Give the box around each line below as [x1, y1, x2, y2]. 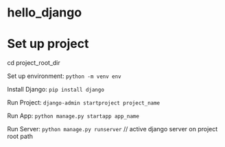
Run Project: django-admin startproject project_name [7, 98, 161, 107]
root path [7, 132, 33, 141]
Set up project [7, 36, 89, 52]
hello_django [7, 5, 82, 21]
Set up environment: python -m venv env [7, 72, 121, 80]
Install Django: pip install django [7, 85, 105, 94]
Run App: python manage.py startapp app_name [7, 111, 139, 120]
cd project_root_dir [7, 59, 60, 67]
